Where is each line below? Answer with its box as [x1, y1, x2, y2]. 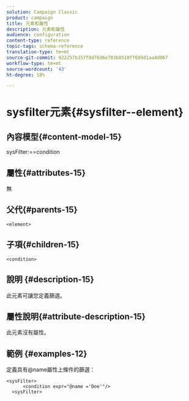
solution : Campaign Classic [6, 9, 78, 15]
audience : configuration [6, 32, 70, 38]
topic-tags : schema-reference [6, 44, 84, 50]
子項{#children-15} [6, 240, 80, 250]
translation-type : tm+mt [6, 49, 70, 55]
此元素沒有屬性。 [6, 329, 50, 336]
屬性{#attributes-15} [6, 167, 86, 178]
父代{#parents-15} [6, 205, 78, 215]
